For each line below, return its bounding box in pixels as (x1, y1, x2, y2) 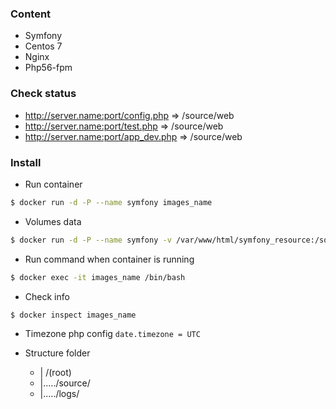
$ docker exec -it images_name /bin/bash (10, 272, 186, 282)
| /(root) (39, 367, 72, 379)
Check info (24, 290, 70, 302)
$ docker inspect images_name (10, 310, 137, 320)
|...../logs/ (39, 388, 80, 400)
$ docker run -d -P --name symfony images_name (10, 197, 213, 207)
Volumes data (24, 215, 82, 227)
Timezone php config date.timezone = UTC (24, 328, 201, 340)
